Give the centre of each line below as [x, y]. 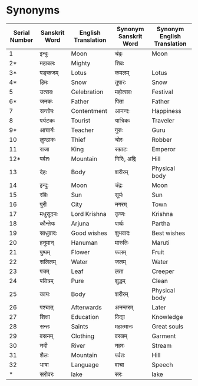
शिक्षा [45, 317]
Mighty [81, 63]
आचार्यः [47, 130]
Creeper [163, 271]
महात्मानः [124, 326]
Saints [80, 326]
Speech [162, 364]
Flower [80, 252]
